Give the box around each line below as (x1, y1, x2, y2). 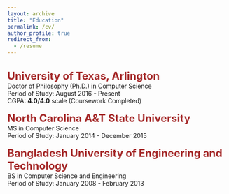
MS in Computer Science (7, 124, 79, 133)
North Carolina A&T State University (7, 112, 191, 125)
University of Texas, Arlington (7, 69, 160, 82)
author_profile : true (7, 29, 71, 37)
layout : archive (7, 10, 55, 17)
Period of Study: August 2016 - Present (7, 89, 120, 98)
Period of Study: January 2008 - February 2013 (7, 179, 145, 187)
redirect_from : (7, 36, 52, 43)
